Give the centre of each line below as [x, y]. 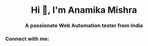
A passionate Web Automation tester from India [84, 26]
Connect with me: [27, 39]
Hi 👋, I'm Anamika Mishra [84, 10]
